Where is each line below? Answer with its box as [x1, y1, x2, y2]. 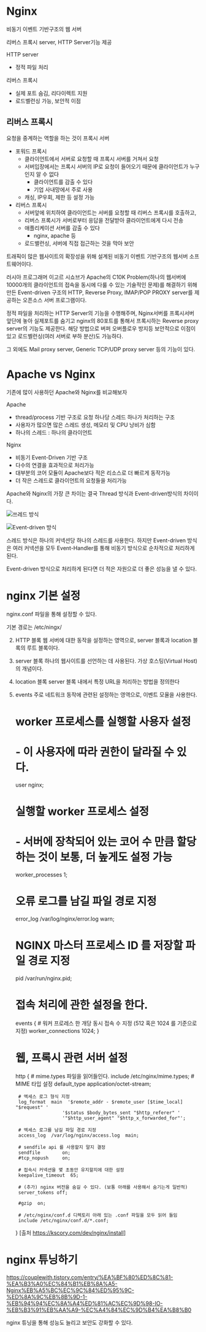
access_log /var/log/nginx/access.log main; [18, 1132, 139, 1139]
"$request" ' [15, 1104, 49, 1110]
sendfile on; [18, 1150, 71, 1156]
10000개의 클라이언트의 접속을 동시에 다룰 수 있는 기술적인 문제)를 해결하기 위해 [6, 281, 197, 288]
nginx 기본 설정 [6, 588, 81, 602]
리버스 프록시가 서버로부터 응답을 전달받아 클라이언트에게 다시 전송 [24, 216, 184, 224]
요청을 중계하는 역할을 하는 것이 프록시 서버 [6, 134, 110, 142]
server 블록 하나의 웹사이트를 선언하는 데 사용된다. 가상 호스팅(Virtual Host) [15, 657, 198, 664]
